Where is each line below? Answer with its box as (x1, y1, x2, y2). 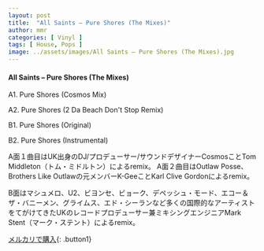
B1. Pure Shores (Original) (8, 120, 92, 130)
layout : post (8, 11, 51, 20)
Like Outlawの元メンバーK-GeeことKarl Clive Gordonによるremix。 (38, 172, 255, 181)
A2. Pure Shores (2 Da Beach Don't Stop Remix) (8, 105, 164, 115)
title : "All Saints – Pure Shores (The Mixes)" (8, 19, 171, 27)
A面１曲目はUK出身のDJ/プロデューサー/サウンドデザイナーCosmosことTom (8, 152, 256, 161)
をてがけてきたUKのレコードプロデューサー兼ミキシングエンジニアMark (8, 208, 242, 217)
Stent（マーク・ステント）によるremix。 (8, 218, 140, 227)
